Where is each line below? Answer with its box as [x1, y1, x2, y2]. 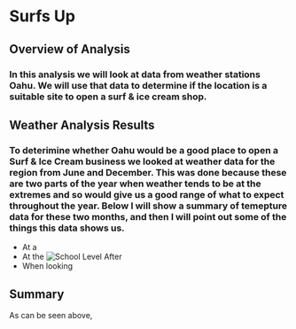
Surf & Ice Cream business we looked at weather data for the [9, 155, 276, 168]
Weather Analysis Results [9, 117, 155, 132]
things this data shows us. [9, 222, 126, 234]
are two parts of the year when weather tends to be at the [9, 177, 261, 190]
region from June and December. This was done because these [9, 166, 287, 178]
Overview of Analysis [9, 42, 131, 57]
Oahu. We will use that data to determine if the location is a [9, 79, 268, 91]
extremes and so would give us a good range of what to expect [9, 188, 284, 200]
